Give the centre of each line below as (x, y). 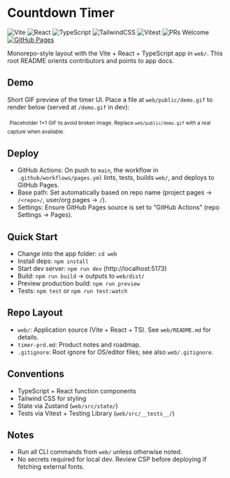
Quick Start (33, 237)
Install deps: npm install (53, 261)
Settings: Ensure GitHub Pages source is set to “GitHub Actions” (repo (118, 207)
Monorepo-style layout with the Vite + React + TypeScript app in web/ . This (115, 53)
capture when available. (36, 132)
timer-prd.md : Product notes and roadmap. (79, 344)
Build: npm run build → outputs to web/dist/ (81, 276)
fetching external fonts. (51, 467)
